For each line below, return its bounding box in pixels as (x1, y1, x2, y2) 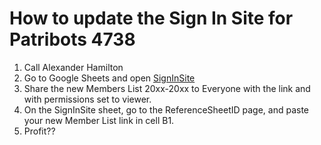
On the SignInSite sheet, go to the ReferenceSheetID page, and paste (23, 103, 310, 116)
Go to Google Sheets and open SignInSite (23, 72, 196, 84)
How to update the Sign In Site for (9, 7, 294, 30)
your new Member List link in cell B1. (23, 114, 175, 126)
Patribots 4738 (9, 28, 136, 51)
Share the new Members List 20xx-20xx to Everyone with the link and (23, 82, 311, 94)
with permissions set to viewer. (23, 93, 152, 105)
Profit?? (23, 125, 56, 137)
